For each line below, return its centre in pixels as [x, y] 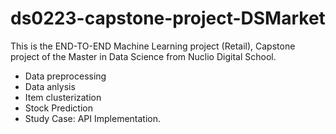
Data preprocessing [65, 76]
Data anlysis [50, 86]
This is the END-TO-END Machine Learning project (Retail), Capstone [153, 46]
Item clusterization [63, 97]
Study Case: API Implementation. [93, 118]
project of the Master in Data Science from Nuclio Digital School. [143, 56]
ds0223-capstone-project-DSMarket [168, 18]
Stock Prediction [58, 108]
